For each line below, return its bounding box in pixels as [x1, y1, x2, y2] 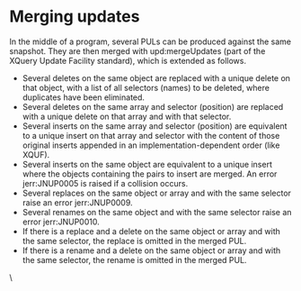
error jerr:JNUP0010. [22, 216, 101, 227]
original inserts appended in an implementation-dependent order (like [22, 140, 280, 150]
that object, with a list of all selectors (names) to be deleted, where [22, 82, 270, 93]
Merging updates [9, 6, 140, 27]
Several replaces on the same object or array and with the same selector [22, 187, 292, 198]
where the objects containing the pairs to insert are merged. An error [22, 168, 278, 179]
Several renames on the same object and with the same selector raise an [22, 206, 292, 217]
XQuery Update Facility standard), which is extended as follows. [9, 55, 247, 66]
